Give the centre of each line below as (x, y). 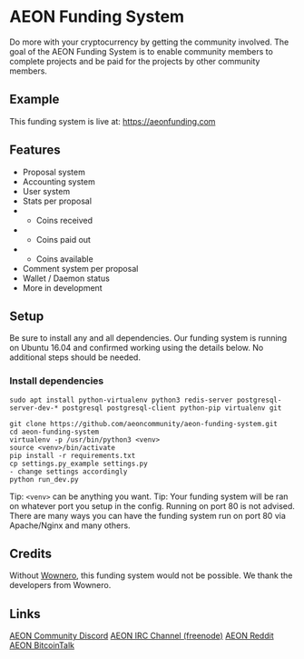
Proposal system (54, 172)
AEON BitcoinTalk (42, 645)
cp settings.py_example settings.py (78, 464)
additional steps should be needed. (75, 357)
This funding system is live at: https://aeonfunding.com (113, 121)
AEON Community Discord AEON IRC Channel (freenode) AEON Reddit (142, 636)
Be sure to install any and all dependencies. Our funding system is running (148, 338)
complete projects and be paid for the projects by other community (135, 61)
